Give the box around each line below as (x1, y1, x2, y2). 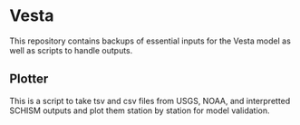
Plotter (9, 72, 49, 87)
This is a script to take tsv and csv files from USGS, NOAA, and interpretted (9, 95, 291, 106)
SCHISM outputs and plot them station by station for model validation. (9, 105, 270, 116)
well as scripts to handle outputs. (9, 44, 133, 55)
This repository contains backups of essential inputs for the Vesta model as (9, 35, 292, 46)
